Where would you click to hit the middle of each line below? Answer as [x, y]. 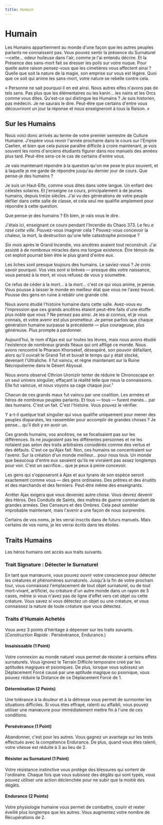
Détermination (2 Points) [30, 688]
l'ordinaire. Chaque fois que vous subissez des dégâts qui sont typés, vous [80, 775]
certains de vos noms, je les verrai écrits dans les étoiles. [63, 525]
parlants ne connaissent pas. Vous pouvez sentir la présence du [69, 52]
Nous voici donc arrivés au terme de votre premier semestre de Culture [77, 136]
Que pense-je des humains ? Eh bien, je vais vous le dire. [62, 216]
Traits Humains [28, 540]
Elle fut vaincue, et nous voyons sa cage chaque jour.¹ [59, 385]
